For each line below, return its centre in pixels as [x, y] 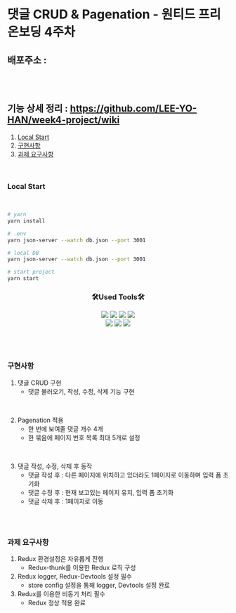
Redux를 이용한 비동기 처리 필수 [61, 594]
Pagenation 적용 [40, 420]
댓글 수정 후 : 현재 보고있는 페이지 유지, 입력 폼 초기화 [101, 492]
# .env [17, 233]
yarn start [23, 279]
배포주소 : [27, 60]
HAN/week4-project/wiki [64, 120]
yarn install [26, 221]
